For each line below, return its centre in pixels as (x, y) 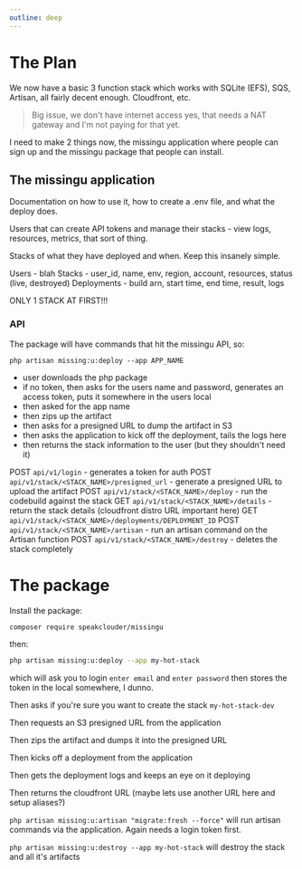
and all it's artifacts (45, 857)
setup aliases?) (38, 803)
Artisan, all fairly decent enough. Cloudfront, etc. (100, 97)
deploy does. (34, 211)
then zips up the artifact (67, 415)
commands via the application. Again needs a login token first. (125, 830)
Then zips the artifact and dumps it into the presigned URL (118, 740)
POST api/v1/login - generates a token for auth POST (111, 472)
